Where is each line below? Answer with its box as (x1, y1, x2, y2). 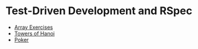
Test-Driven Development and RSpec (5, 4, 193, 18)
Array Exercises (14, 24, 53, 31)
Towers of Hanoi (14, 30, 55, 37)
